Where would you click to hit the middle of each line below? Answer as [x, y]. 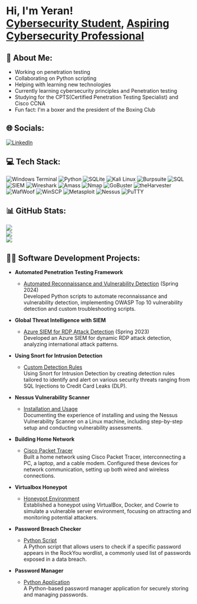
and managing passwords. [56, 595]
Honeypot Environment [51, 499]
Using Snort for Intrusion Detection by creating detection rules [99, 374]
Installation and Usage [50, 409]
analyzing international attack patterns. [71, 345]
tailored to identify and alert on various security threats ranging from [107, 380]
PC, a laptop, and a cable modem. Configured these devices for [101, 463]
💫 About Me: [29, 58]
